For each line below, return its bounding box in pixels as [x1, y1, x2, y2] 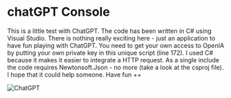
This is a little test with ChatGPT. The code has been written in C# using [7, 27, 212, 35]
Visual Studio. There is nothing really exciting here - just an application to [7, 34, 216, 42]
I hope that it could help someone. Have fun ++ [7, 70, 142, 79]
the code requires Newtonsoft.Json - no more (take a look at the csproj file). [7, 63, 224, 71]
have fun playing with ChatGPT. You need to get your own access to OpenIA [7, 41, 225, 49]
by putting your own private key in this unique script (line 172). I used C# [7, 49, 214, 57]
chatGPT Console [7, 4, 111, 20]
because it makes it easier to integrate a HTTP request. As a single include [7, 56, 220, 64]
